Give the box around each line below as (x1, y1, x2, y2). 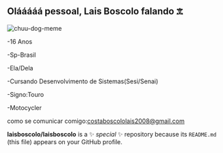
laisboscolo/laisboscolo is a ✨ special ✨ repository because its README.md (7, 130, 217, 138)
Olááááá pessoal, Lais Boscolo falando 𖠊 (7, 5, 183, 17)
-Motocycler (7, 103, 42, 111)
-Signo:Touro (7, 90, 44, 98)
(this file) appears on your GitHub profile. (7, 137, 123, 145)
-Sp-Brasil (7, 51, 36, 59)
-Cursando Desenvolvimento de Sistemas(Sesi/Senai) (7, 77, 159, 85)
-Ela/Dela (7, 64, 34, 72)
